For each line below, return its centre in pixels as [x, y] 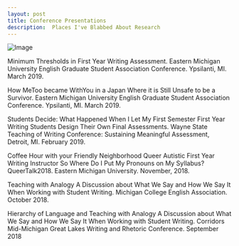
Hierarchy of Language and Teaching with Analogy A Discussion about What [119, 214]
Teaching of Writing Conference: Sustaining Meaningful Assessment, [108, 134]
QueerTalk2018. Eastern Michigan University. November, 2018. [99, 171]
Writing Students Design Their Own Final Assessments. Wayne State [107, 127]
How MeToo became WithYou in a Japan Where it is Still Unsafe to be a [111, 91]
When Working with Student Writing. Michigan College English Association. [117, 193]
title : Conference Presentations [57, 21]
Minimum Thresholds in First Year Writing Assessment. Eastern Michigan [114, 61]
